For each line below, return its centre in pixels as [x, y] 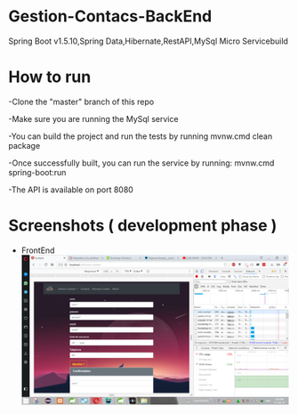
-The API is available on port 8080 [71, 190]
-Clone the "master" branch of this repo [81, 101]
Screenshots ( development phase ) [143, 226]
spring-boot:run [37, 172]
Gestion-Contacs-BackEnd [110, 16]
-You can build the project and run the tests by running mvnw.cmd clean [141, 136]
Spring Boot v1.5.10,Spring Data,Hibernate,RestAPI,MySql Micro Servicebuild [148, 41]
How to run [50, 77]
